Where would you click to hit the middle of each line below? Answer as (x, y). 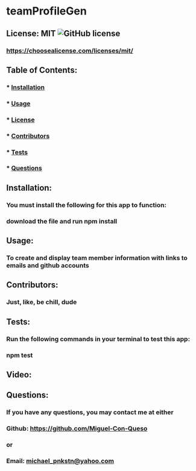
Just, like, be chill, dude (42, 302)
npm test (20, 355)
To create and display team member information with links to (97, 258)
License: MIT (31, 34)
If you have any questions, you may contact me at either (90, 412)
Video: (19, 375)
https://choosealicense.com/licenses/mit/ (70, 51)
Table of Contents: (42, 70)
